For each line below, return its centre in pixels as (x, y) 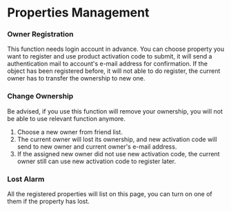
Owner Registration (40, 34)
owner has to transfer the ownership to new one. (77, 78)
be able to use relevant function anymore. (67, 118)
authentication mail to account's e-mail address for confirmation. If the (108, 64)
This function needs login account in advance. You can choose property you (116, 49)
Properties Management (78, 13)
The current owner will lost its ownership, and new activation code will (117, 139)
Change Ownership (40, 96)
